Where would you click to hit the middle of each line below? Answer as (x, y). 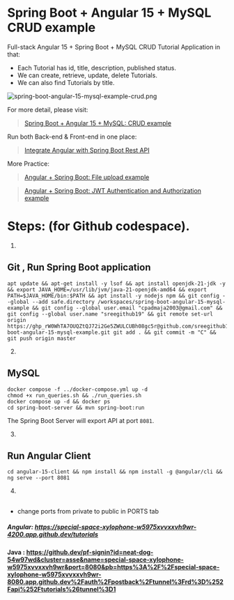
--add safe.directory (64, 302)
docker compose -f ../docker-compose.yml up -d (78, 389)
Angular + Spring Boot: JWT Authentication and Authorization (113, 190)
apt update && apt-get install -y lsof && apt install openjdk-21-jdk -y (117, 284)
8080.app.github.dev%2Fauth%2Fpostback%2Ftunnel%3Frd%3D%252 (116, 582)
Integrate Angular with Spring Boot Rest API (87, 150)
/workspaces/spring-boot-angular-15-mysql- (162, 302)
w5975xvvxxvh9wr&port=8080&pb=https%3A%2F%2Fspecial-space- (114, 567)
